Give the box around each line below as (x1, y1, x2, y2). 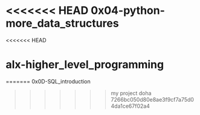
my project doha (111, 89, 152, 97)
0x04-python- (91, 4, 166, 18)
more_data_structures (5, 16, 119, 30)
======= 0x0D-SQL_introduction (5, 77, 91, 85)
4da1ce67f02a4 (111, 102, 150, 110)
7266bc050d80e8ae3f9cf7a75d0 (111, 96, 195, 103)
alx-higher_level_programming (5, 58, 164, 71)
